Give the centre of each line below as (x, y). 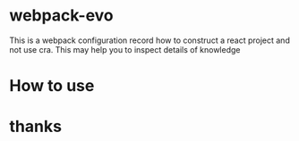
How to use (52, 86)
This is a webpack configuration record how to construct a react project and (150, 40)
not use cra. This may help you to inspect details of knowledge (125, 49)
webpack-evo (61, 16)
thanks (36, 127)
